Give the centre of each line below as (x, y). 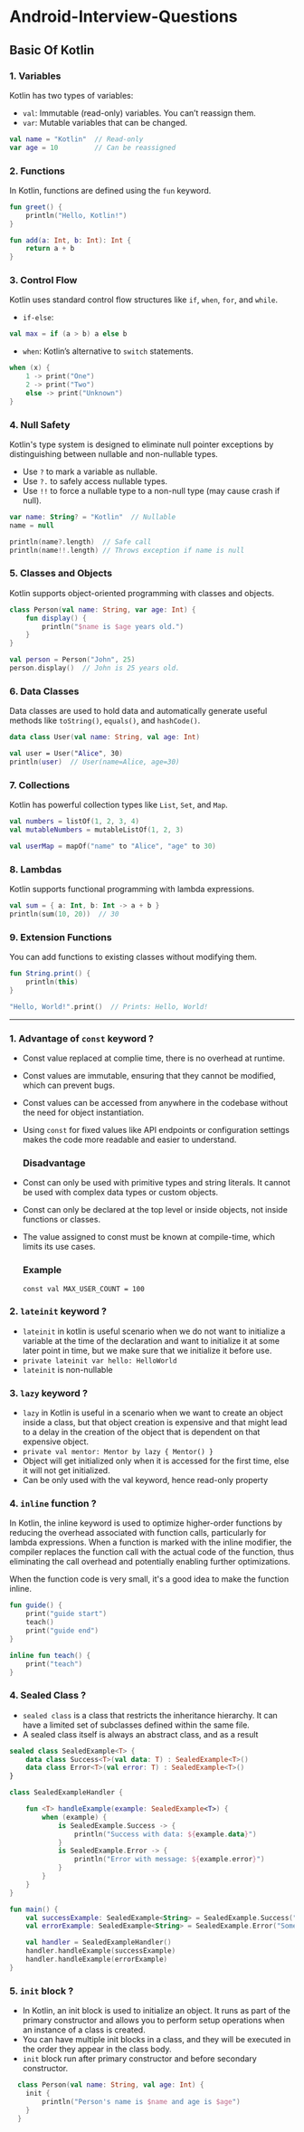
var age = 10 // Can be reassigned (93, 148)
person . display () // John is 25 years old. (95, 668)
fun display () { (57, 618)
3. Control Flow (43, 281)
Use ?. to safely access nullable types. (95, 481)
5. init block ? (42, 1991)
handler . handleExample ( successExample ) (101, 1951)
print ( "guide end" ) (62, 1631)
